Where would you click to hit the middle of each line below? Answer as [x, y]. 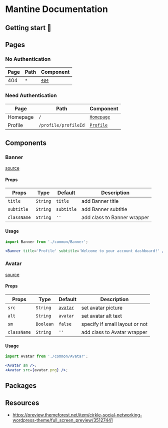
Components [26, 143]
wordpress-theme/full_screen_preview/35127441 [62, 420]
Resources [22, 403]
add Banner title [100, 201]
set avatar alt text [102, 316]
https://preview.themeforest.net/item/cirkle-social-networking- [77, 414]
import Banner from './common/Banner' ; [47, 242]
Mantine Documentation [57, 9]
